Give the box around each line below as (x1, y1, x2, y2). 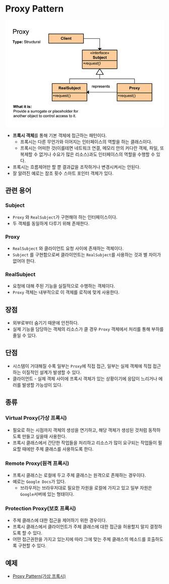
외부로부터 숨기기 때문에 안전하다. (12, 320, 79, 326)
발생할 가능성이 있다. (22, 382, 63, 388)
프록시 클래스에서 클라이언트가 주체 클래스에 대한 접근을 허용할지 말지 (12, 523, 149, 530)
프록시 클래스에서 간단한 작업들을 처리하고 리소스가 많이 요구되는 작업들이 (12, 440, 157, 446)
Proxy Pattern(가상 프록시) (12, 573, 66, 579)
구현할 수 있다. (18, 543, 46, 549)
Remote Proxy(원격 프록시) (5, 460, 70, 467)
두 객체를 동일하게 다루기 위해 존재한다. (12, 220, 90, 226)
